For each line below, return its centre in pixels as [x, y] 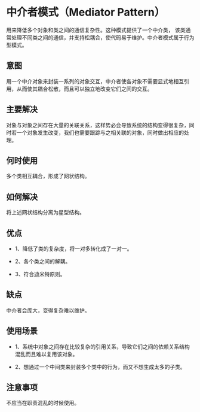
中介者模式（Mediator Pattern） [86, 12]
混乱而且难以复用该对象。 [46, 354]
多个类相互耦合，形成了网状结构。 [48, 176]
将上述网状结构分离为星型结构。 [45, 213]
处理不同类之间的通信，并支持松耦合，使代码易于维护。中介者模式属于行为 [103, 37]
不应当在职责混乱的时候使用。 [43, 403]
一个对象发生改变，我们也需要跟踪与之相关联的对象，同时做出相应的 [100, 132]
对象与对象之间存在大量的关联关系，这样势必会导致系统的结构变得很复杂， [98, 125]
